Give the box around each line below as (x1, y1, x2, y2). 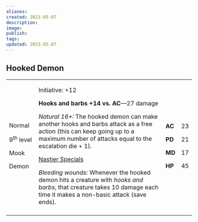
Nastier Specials (38, 155, 84, 163)
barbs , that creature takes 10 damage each (38, 183, 159, 191)
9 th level (9, 135, 32, 144)
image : (6, 25, 22, 31)
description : (6, 19, 38, 25)
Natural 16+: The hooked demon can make (38, 112, 158, 121)
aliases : (6, 8, 28, 15)
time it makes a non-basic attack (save (38, 190, 147, 198)
